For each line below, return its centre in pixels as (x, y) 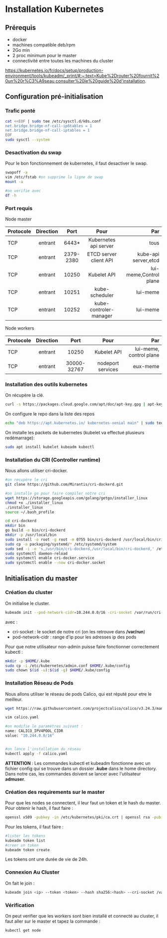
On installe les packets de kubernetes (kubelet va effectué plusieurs (75, 433)
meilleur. (14, 699)
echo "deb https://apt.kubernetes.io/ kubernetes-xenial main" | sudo (80, 423)
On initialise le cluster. (28, 603)
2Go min (21, 50)
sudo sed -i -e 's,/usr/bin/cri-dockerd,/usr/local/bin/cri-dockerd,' (80, 549)
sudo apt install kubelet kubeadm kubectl (50, 447)
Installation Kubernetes (55, 9)
